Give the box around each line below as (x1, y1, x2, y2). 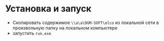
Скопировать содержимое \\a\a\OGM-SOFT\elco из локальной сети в (12, 19, 159, 25)
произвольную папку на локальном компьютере (12, 24, 118, 30)
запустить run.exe (12, 30, 51, 36)
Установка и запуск (5, 3, 92, 14)
